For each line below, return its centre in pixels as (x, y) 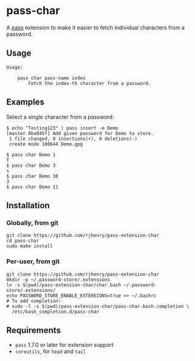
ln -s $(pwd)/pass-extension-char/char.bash (64, 285)
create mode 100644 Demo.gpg (46, 144)
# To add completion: (34, 301)
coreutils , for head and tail (51, 351)
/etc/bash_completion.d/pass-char (55, 312)
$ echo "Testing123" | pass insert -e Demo (62, 128)
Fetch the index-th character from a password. (90, 83)
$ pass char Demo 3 (31, 166)
